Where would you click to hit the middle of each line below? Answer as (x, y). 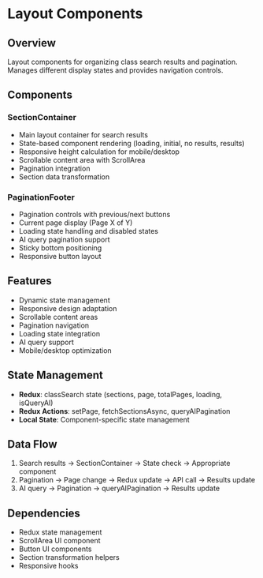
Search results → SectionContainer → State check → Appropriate (124, 464)
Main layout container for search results (83, 134)
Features (30, 281)
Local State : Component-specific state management (104, 419)
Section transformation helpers (69, 557)
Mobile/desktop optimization (65, 350)
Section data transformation (64, 176)
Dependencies (44, 513)
